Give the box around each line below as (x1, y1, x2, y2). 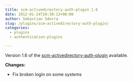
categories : (5, 26, 30, 30)
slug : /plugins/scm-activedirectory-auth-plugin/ (5, 21, 109, 26)
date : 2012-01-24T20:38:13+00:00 (5, 12, 74, 17)
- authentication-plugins (9, 35, 63, 40)
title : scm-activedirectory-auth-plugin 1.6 (5, 7, 98, 12)
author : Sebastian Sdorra (5, 16, 58, 21)
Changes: (5, 62, 26, 68)
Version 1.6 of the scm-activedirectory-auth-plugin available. (5, 52, 129, 58)
